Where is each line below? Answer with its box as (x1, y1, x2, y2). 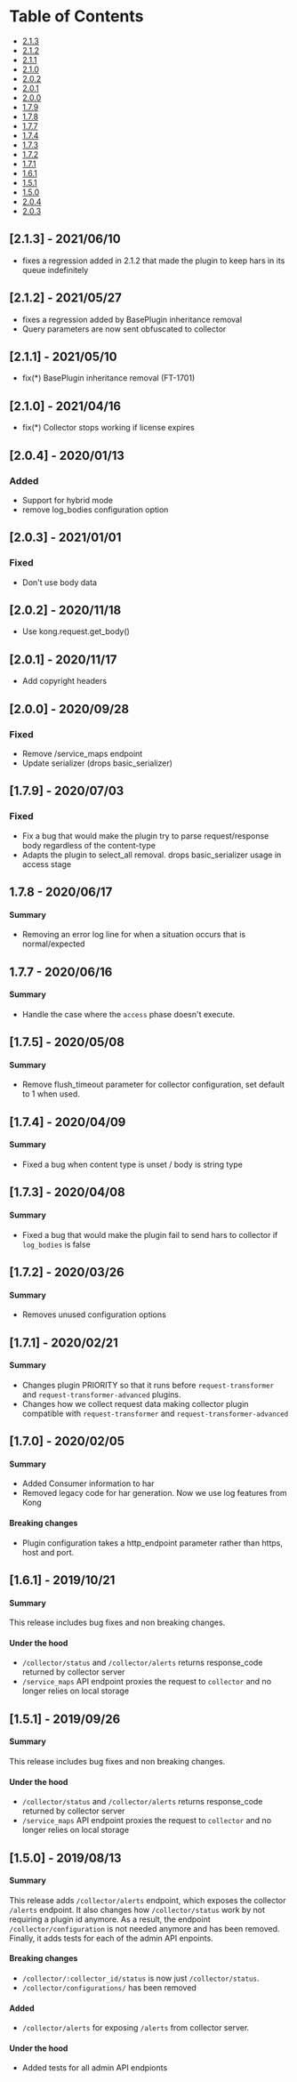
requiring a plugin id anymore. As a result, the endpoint (9, 1914, 211, 1925)
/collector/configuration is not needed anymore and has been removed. (9, 1923, 280, 1933)
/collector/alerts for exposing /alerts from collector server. (21, 2022, 250, 2033)
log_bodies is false (21, 1239, 91, 1250)
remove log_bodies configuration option (21, 504, 169, 515)
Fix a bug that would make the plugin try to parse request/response (21, 830, 269, 841)
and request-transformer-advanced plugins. (21, 1389, 181, 1400)
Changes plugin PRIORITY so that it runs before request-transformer (21, 1379, 274, 1390)
